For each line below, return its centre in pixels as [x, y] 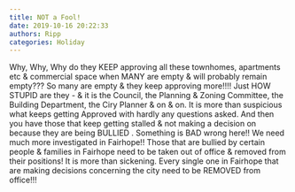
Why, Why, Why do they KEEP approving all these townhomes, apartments [145, 67]
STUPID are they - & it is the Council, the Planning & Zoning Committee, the [146, 96]
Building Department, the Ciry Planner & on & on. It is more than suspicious [146, 105]
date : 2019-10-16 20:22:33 [59, 26]
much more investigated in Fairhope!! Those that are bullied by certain [137, 142]
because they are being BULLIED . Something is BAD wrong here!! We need [147, 133]
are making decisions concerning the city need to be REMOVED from [135, 171]
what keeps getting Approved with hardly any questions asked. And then [142, 114]
